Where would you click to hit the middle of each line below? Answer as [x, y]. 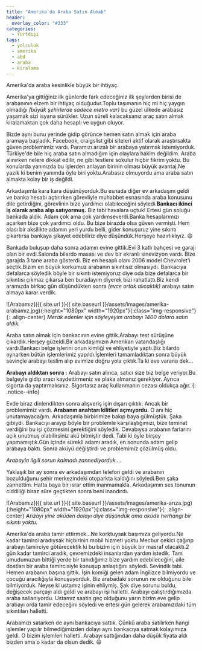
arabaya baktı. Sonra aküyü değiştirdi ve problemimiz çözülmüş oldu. [92, 449]
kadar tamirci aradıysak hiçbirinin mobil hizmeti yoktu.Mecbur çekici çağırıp [100, 540]
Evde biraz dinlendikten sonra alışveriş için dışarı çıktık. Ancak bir [87, 404]
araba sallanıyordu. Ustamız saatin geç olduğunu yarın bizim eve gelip [93, 598]
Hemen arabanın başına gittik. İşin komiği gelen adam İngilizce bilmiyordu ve [101, 572]
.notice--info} [23, 392]
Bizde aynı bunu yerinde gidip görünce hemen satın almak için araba [91, 134]
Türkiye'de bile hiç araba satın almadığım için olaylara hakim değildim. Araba [101, 154]
